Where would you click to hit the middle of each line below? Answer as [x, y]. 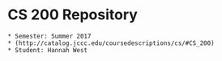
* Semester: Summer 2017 [49, 36]
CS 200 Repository [73, 15]
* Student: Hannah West [48, 50]
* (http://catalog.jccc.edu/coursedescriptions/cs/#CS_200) [111, 43]
